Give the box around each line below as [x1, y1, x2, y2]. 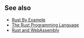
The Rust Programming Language [11, 22, 79, 28]
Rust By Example [11, 17, 46, 22]
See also [4, 4, 31, 12]
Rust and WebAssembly [11, 27, 59, 33]
